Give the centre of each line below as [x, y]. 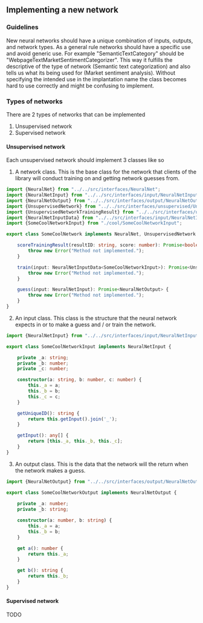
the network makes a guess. [50, 470]
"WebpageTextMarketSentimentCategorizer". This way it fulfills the [89, 59]
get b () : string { [40, 571]
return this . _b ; [48, 576]
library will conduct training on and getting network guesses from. [97, 178]
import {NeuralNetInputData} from [50, 218]
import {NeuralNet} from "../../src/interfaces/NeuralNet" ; [84, 190]
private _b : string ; [43, 510]
